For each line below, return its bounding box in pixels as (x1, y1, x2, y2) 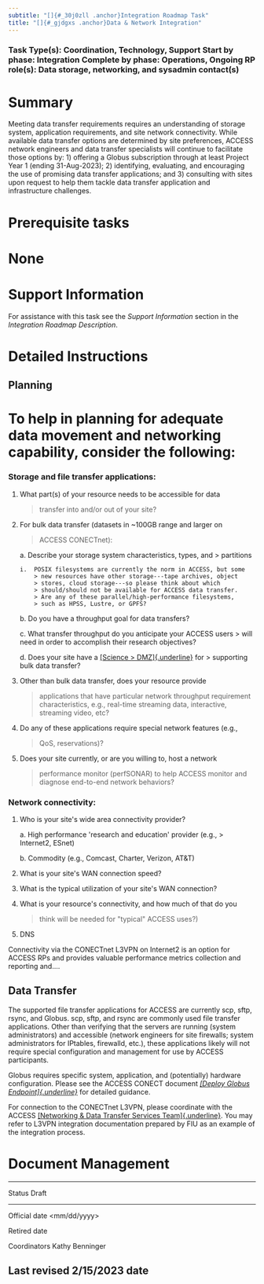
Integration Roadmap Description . (8, 320, 118, 329)
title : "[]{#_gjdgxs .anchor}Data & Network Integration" (8, 19, 202, 27)
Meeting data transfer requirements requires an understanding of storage (8, 119, 246, 129)
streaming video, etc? (38, 708, 110, 717)
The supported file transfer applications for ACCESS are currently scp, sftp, (8, 1005, 253, 1014)
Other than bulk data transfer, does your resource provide (19, 676, 207, 685)
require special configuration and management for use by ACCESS (8, 1047, 224, 1056)
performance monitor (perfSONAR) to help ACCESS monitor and (38, 769, 247, 778)
